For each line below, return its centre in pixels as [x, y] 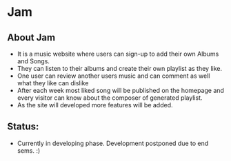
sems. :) [29, 150]
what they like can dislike [53, 83]
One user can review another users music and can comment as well [113, 76]
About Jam [31, 37]
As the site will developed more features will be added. [95, 105]
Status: [23, 127]
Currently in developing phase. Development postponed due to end [113, 143]
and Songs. [33, 61]
